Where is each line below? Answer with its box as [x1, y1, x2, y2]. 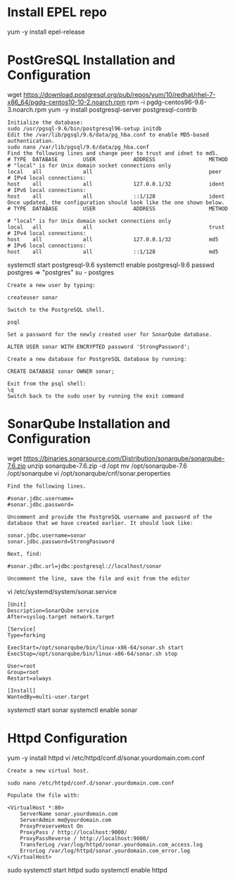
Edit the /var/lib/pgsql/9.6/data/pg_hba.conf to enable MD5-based [7, 131, 210, 138]
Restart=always [7, 675, 52, 682]
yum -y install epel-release [7, 27, 85, 36]
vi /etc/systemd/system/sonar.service [7, 587, 118, 595]
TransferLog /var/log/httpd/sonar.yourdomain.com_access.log [20, 841, 203, 848]
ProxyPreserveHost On [20, 823, 83, 830]
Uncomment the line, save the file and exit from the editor [7, 575, 191, 582]
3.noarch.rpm [7, 105, 47, 113]
